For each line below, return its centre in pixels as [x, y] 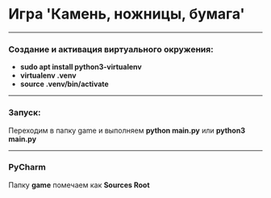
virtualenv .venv [48, 76]
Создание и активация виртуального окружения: [111, 49]
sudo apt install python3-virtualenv [81, 67]
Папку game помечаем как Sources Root [79, 185]
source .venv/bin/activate [64, 84]
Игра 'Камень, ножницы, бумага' [127, 14]
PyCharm [27, 167]
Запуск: [25, 112]
